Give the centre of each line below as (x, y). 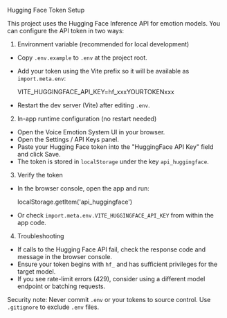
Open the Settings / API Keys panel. (68, 139)
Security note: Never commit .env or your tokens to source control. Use (109, 300)
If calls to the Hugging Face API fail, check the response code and (111, 249)
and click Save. (39, 154)
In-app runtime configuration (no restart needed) (87, 118)
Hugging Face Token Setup (46, 10)
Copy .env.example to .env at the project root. (82, 58)
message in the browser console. (65, 257)
